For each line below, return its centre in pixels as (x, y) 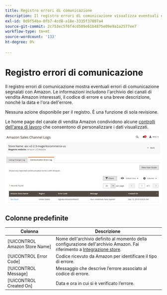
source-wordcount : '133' (31, 37)
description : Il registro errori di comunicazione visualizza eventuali (82, 16)
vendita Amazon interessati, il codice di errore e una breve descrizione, (78, 97)
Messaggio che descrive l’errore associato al (101, 269)
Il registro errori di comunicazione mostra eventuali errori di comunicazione (82, 86)
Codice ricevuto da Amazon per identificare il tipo (106, 256)
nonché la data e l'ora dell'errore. (39, 102)
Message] (18, 274)
